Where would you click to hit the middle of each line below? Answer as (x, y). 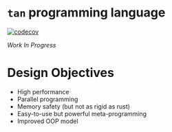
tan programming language (86, 13)
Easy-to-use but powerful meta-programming (82, 113)
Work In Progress (32, 45)
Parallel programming (47, 99)
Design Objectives (61, 73)
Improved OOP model (47, 121)
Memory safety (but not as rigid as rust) (74, 106)
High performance (43, 91)
